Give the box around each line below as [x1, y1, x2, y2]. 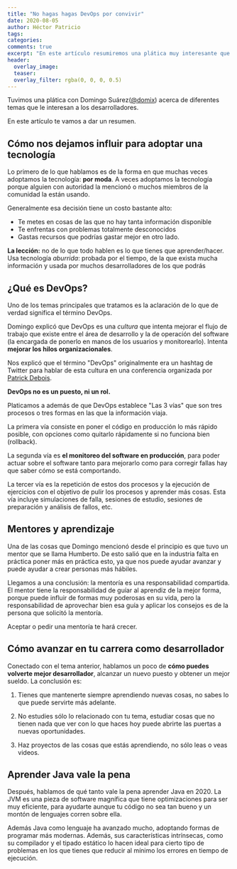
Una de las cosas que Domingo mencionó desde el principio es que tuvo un [7, 542, 228, 550]
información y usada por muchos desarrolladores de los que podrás [7, 262, 206, 270]
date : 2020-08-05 [7, 17, 59, 24]
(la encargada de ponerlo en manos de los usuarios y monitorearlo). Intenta [7, 338, 228, 345]
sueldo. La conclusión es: [7, 677, 82, 685]
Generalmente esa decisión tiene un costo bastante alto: [7, 204, 172, 213]
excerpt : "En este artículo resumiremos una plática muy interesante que [7, 50, 231, 57]
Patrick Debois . [7, 374, 52, 382]
